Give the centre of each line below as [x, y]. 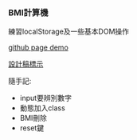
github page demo [39, 48]
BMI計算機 [28, 12]
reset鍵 [32, 128]
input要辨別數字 [45, 98]
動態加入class [42, 108]
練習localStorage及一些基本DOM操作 [69, 32]
